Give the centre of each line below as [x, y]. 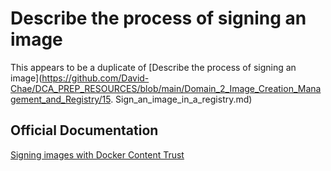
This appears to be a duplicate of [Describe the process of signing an [153, 67]
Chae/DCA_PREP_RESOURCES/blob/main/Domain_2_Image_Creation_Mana [166, 88]
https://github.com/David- [95, 78]
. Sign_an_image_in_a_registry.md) [181, 99]
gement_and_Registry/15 [61, 99]
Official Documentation [84, 130]
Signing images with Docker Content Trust [97, 154]
